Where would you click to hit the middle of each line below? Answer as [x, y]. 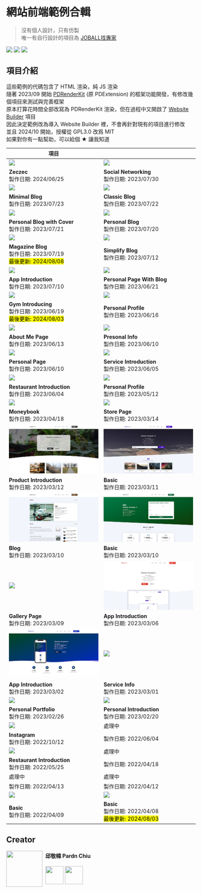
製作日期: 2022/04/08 [131, 811]
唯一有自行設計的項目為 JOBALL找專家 [69, 37]
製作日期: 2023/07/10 [36, 286]
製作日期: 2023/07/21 [36, 229]
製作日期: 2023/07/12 [131, 258]
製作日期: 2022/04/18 [131, 764]
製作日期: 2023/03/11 [131, 487]
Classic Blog [120, 197]
